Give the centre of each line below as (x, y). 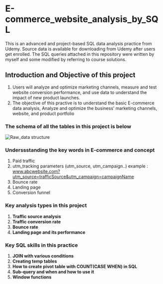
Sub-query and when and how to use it (53, 272)
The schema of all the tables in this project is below (68, 126)
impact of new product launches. (46, 97)
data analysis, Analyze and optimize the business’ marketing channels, (85, 108)
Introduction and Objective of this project (70, 75)
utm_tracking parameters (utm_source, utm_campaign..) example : (80, 166)
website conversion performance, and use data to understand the (80, 92)
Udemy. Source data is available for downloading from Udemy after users (80, 49)
